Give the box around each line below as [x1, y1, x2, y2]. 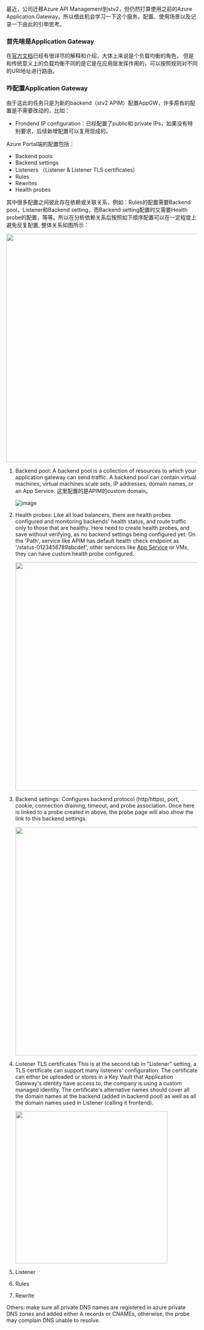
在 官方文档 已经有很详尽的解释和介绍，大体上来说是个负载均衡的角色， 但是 [6, 52, 194, 60]
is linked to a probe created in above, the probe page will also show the [15, 808, 194, 816]
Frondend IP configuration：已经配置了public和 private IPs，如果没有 [15, 119, 188, 127]
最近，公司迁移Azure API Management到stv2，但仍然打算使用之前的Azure [6, 5, 192, 12]
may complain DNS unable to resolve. [6, 1317, 100, 1324]
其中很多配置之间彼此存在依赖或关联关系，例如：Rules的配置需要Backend [6, 198, 191, 206]
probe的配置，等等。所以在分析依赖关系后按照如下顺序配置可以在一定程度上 [6, 214, 197, 221]
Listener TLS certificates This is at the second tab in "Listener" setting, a [15, 1060, 197, 1067]
